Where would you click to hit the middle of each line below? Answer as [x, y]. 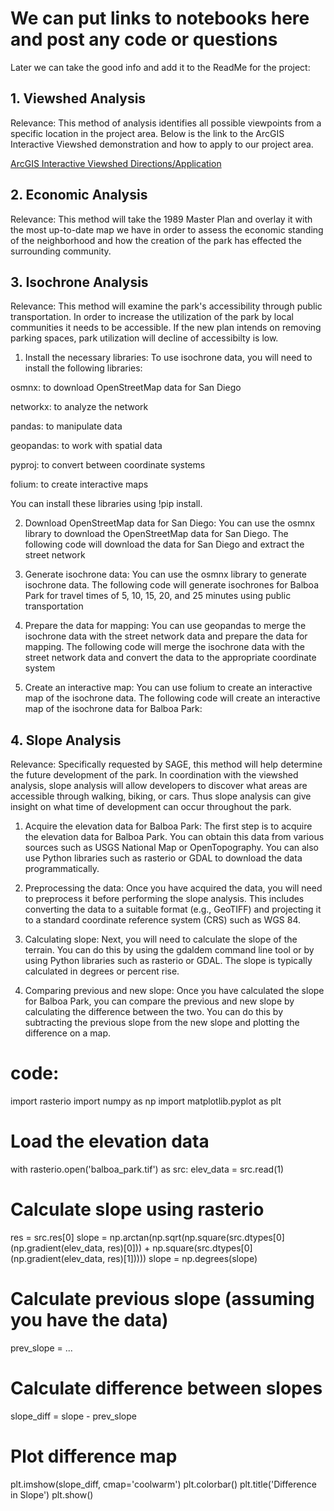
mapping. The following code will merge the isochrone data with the [164, 647]
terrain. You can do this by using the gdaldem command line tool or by [169, 950]
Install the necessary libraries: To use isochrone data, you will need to [168, 358]
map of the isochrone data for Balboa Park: [113, 709]
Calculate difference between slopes [166, 1388]
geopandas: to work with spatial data [86, 446]
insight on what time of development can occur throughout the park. [151, 807]
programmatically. [62, 869]
